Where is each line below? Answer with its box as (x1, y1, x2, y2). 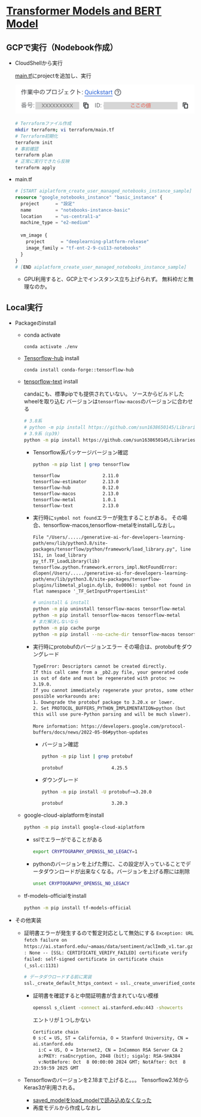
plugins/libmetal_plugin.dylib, (32, 582, 114, 589)
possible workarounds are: (32, 693, 100, 699)
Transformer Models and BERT (6, 4, 162, 18)
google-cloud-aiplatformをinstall (23, 811, 105, 819)
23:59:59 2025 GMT (32, 1065, 79, 1071)
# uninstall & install (32, 600, 90, 606)
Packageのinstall (14, 319, 57, 327)
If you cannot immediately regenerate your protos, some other (32, 687, 194, 693)
